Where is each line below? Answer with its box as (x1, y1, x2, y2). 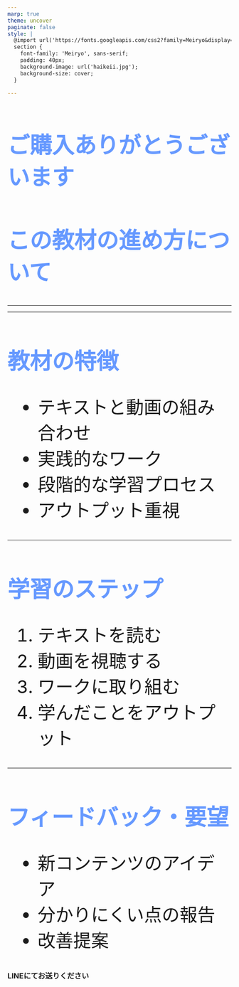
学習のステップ (7, 575, 164, 603)
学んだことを (38, 701, 144, 724)
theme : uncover (7, 17, 53, 24)
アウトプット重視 (38, 498, 180, 521)
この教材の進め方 (7, 227, 186, 255)
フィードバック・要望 (7, 803, 229, 831)
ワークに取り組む (38, 675, 180, 698)
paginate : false (7, 23, 55, 31)
